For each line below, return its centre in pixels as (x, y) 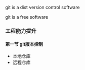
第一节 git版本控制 (24, 44)
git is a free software (27, 17)
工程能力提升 (21, 31)
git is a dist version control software (42, 7)
